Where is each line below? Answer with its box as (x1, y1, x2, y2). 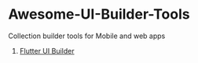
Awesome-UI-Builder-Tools (8, 5, 190, 23)
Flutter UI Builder (19, 46, 75, 55)
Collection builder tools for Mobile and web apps (8, 31, 166, 40)
